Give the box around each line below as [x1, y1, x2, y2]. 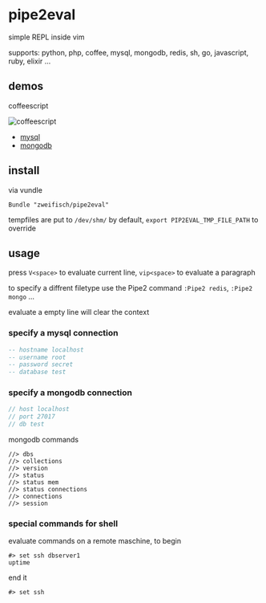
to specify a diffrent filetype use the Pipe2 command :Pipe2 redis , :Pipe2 [8, 283, 253, 293]
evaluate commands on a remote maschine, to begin [8, 536, 182, 546]
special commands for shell [8, 518, 119, 529]
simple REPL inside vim [8, 32, 85, 42]
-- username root [8, 353, 66, 361]
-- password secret [8, 361, 74, 369]
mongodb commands [8, 435, 79, 445]
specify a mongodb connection [8, 387, 132, 398]
